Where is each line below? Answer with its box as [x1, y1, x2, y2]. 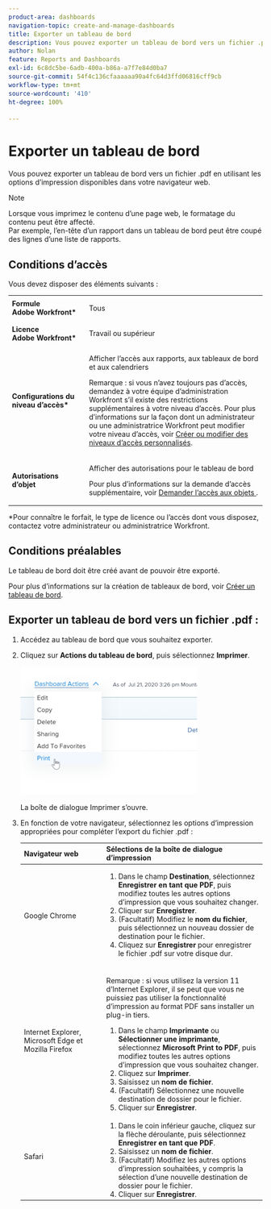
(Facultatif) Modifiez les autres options [118, 1155, 247, 1165]
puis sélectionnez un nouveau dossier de [118, 923, 254, 933]
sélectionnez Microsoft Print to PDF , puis [118, 1042, 256, 1052]
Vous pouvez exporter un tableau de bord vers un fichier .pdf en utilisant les [8, 169, 261, 179]
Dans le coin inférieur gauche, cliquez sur [118, 1120, 256, 1130]
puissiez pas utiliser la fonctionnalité [106, 992, 227, 1003]
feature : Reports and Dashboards [8, 56, 121, 64]
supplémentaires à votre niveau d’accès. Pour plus [88, 404, 256, 413]
